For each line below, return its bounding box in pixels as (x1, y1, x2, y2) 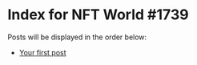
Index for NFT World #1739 (7, 6, 189, 24)
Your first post (18, 47, 66, 57)
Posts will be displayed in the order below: (7, 32, 147, 42)
